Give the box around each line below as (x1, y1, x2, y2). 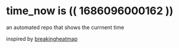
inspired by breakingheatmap (6, 35, 78, 42)
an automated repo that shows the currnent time (6, 24, 124, 31)
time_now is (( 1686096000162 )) (6, 4, 174, 18)
